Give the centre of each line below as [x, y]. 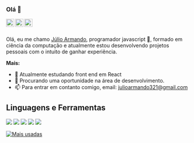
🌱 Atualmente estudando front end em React [68, 74]
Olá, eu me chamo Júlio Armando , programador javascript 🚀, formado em [94, 39]
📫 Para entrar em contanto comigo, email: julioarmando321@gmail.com [101, 87]
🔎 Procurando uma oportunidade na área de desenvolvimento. [89, 80]
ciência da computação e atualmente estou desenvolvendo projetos [88, 45]
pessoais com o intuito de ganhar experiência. [62, 52]
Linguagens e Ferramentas [56, 108]
